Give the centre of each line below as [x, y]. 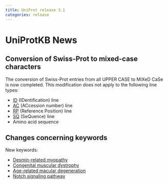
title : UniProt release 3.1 [35, 10]
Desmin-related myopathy [40, 160]
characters [23, 67]
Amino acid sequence [36, 122]
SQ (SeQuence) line [34, 116]
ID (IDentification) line [36, 100]
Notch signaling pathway [39, 176]
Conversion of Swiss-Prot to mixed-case [72, 59]
